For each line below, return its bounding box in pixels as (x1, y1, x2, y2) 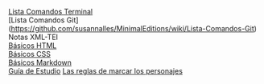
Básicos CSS (8, 50, 51, 58)
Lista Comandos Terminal (8, 7, 93, 16)
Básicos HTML (8, 41, 57, 50)
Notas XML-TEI (8, 32, 59, 42)
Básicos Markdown (8, 58, 72, 67)
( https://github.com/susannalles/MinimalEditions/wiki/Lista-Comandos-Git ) (8, 24, 258, 33)
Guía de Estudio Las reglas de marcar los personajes (8, 66, 184, 75)
